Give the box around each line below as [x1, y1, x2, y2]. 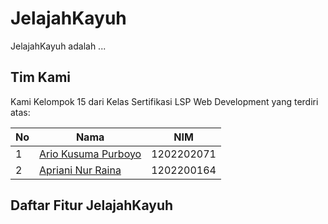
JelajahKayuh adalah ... [10, 40, 107, 52]
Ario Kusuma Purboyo [39, 147, 142, 161]
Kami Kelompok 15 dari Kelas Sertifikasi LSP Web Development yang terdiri [10, 95, 319, 107]
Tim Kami [10, 69, 71, 86]
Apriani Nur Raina [39, 163, 122, 177]
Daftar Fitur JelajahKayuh [10, 197, 174, 214]
